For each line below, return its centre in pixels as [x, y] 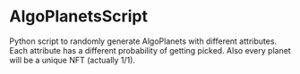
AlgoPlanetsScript [79, 16]
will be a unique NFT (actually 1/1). [73, 60]
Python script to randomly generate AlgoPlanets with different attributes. [143, 41]
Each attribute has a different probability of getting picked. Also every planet [150, 50]
